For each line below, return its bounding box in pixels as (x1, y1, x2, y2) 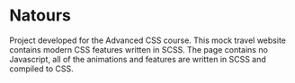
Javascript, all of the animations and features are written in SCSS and (9, 54, 267, 64)
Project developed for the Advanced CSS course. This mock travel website (9, 35, 286, 46)
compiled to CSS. (9, 63, 74, 74)
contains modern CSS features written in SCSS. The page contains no (9, 44, 268, 54)
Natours (9, 5, 72, 26)
